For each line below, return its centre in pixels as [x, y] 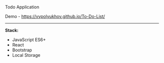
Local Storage [26, 55]
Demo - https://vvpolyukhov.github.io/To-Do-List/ [55, 16]
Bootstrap [22, 50]
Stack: [12, 30]
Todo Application [22, 7]
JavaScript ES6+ [29, 40]
